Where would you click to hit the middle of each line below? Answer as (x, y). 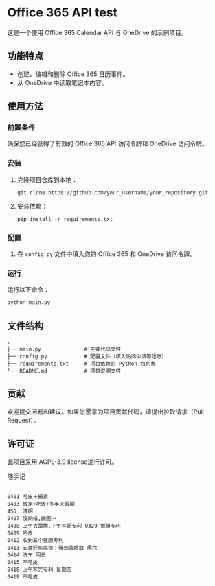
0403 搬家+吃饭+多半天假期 (41, 504)
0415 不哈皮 (23, 562)
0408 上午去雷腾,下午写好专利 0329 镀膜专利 (64, 526)
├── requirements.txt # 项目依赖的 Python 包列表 (81, 364)
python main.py (29, 303)
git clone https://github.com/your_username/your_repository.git (112, 192)
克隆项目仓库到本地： (47, 179)
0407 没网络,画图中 (32, 518)
